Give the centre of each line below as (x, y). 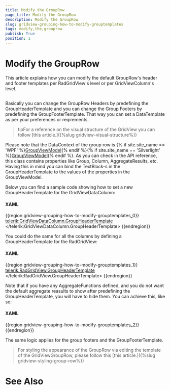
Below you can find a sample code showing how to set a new (69, 187)
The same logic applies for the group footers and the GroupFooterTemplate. (84, 340)
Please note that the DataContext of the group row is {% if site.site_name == (85, 145)
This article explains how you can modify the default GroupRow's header (81, 77)
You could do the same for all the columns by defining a (63, 236)
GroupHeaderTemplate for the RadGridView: (52, 242)
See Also (24, 381)
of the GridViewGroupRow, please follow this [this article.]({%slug (87, 355)
